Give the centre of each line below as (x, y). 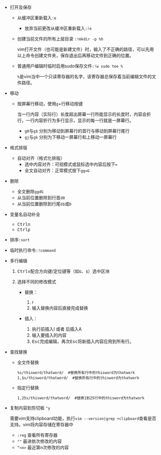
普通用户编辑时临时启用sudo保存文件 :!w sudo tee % (70, 66)
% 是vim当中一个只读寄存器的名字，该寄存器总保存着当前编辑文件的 (84, 76)
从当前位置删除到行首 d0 (41, 198)
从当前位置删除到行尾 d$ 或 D (44, 204)
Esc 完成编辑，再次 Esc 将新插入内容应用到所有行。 (83, 341)
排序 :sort (20, 240)
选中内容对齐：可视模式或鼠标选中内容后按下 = (71, 164)
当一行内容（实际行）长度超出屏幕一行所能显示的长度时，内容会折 (84, 114)
